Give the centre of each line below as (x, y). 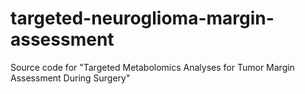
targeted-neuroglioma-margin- (142, 18)
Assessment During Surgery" (70, 78)
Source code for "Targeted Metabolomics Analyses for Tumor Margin (152, 67)
